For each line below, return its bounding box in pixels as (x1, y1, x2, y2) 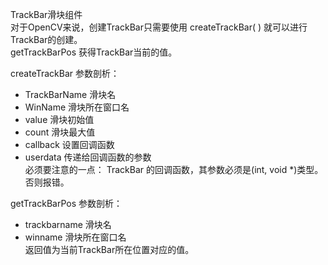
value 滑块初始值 (24, 114, 95, 125)
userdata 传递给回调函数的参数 (24, 151, 152, 163)
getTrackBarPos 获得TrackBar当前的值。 (10, 46, 178, 58)
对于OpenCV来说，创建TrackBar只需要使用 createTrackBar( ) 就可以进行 (10, 21, 308, 33)
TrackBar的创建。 (10, 34, 83, 45)
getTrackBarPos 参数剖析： (10, 198, 123, 209)
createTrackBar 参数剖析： (10, 68, 120, 79)
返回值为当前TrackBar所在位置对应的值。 (24, 244, 195, 255)
